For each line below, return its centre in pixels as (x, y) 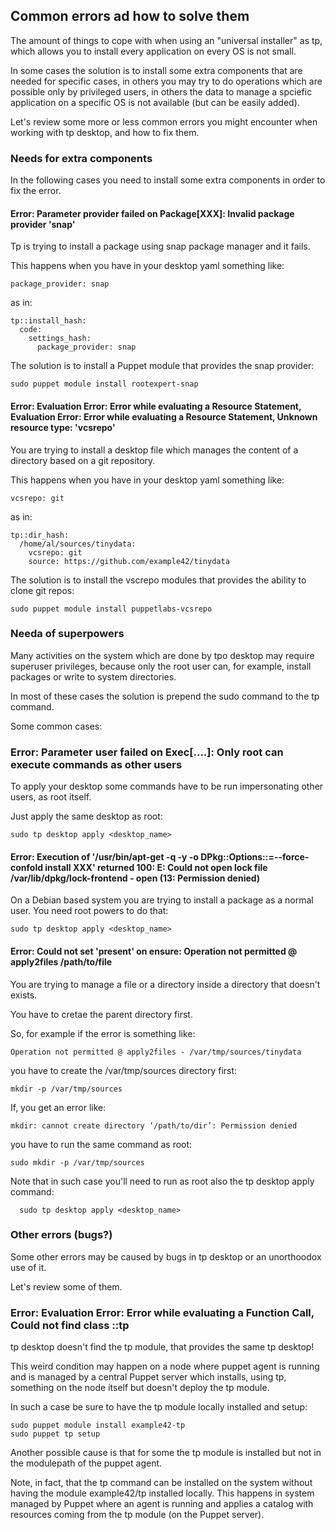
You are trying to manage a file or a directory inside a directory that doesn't (165, 984)
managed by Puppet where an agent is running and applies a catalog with (162, 1504)
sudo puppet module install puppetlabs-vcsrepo (111, 609)
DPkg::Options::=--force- (255, 856)
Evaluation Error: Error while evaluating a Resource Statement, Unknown (164, 416)
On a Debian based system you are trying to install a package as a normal (162, 900)
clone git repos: (42, 590)
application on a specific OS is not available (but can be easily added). (155, 102)
